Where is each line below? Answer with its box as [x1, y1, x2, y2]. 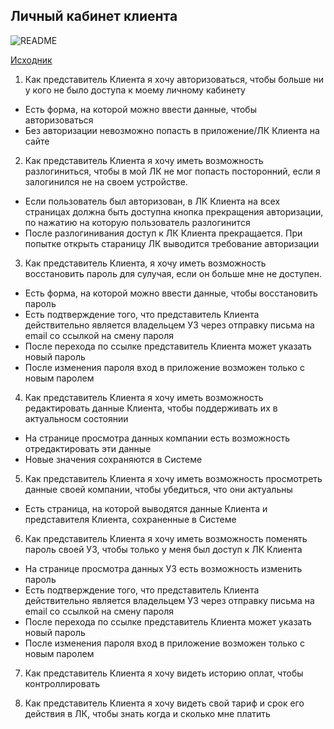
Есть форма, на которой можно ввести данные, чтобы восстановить [24, 287, 318, 299]
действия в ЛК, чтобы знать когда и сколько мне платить [24, 707, 271, 719]
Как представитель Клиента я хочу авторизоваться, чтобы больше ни [24, 73, 324, 85]
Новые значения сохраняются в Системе [24, 453, 203, 465]
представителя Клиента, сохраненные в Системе [24, 513, 237, 525]
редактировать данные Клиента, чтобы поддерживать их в [24, 402, 278, 414]
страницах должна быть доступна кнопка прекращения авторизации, [24, 205, 324, 218]
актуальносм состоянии [24, 412, 129, 424]
